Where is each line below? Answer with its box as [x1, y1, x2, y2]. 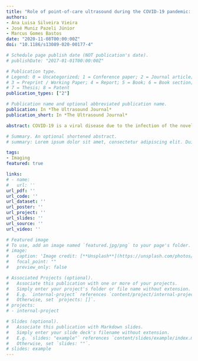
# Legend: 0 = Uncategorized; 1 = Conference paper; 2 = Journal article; [6, 74, 194, 80]
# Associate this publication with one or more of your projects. [6, 280, 178, 287]
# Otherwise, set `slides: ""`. [6, 340, 91, 346]
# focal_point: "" [6, 259, 57, 265]
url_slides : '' [6, 215, 44, 221]
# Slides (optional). [6, 318, 60, 324]
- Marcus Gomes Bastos [6, 31, 62, 37]
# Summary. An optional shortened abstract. [6, 134, 117, 139]
